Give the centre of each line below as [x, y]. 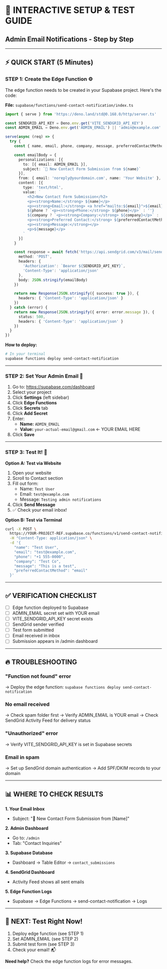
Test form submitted [33, 630]
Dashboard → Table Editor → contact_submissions [64, 862]
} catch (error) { [29, 308]
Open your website [32, 473]
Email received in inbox [36, 636]
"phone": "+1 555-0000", [40, 557]
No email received [27, 704]
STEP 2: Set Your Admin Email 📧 [44, 376]
